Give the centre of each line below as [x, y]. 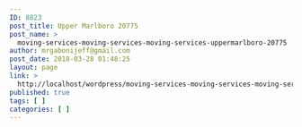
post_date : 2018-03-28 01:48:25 [70, 59]
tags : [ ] [28, 101]
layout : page [34, 68]
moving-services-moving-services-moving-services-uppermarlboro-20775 [152, 42]
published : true [40, 92]
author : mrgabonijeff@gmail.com [70, 51]
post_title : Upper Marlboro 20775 [74, 26]
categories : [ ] [40, 109]
